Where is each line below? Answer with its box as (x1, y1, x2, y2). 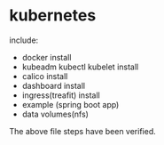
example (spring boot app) (21, 99, 120, 109)
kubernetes (9, 5, 97, 26)
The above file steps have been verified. (9, 125, 157, 136)
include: (9, 35, 39, 45)
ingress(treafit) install (21, 90, 100, 101)
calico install (21, 70, 68, 81)
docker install (21, 52, 72, 62)
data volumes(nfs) (21, 109, 89, 119)
